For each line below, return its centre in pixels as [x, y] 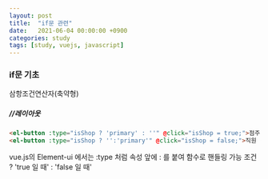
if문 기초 [24, 75]
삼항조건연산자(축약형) [44, 93]
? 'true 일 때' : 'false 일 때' [51, 167]
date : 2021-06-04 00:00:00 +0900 [68, 30]
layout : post [31, 16]
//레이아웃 [25, 113]
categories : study [40, 38]
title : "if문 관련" [41, 23]
